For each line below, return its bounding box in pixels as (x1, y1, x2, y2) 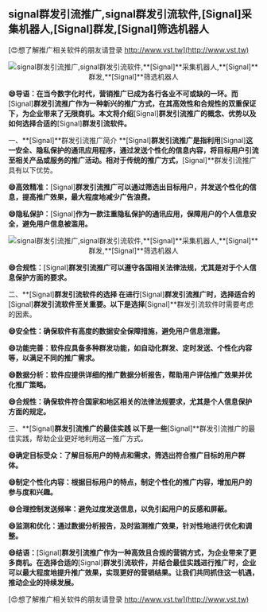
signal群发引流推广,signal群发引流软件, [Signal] (8, 7, 242, 21)
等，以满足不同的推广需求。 (8, 353, 99, 362)
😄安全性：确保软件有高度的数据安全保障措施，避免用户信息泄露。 (8, 326, 225, 335)
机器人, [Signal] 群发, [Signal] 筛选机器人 (18, 22, 210, 36)
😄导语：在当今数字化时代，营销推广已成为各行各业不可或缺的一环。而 (8, 88, 238, 98)
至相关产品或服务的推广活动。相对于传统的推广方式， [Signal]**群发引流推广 (8, 155, 257, 165)
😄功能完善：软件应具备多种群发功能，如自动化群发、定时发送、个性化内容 (8, 343, 253, 352)
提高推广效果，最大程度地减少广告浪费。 (21, 192, 155, 201)
